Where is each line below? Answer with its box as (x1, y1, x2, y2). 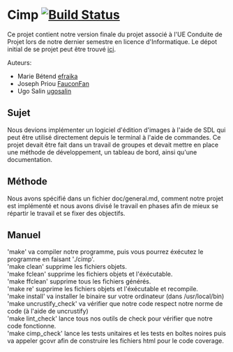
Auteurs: (7, 58, 32, 66)
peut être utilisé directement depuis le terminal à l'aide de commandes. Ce (7, 133, 221, 141)
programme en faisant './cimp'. (7, 255, 96, 263)
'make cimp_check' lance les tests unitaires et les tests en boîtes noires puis (7, 329, 227, 338)
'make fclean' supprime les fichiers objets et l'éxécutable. (7, 270, 173, 279)
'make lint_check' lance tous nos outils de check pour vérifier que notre (7, 314, 213, 323)
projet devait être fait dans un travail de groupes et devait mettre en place (7, 140, 218, 149)
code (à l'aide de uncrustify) (7, 307, 89, 316)
